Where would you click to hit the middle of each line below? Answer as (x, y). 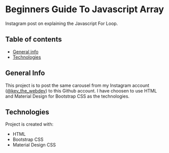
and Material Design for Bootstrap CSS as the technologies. (67, 96)
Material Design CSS (34, 145)
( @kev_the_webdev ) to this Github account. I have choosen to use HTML (81, 90)
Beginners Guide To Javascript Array (84, 9)
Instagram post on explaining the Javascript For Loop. (62, 23)
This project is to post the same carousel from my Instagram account (77, 85)
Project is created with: (29, 124)
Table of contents (33, 39)
